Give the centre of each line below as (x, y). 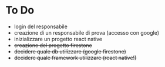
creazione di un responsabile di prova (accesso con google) (87, 32)
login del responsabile (41, 26)
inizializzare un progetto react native (58, 39)
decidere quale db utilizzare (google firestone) (70, 51)
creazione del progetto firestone (53, 45)
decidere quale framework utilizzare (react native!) (75, 58)
